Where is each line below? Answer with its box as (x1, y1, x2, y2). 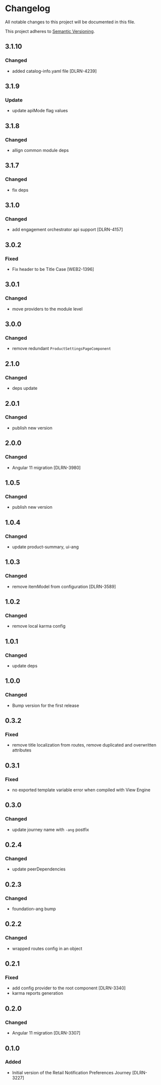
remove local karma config (12, 623, 66, 629)
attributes (12, 747, 32, 753)
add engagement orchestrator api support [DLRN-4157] (12, 227, 123, 233)
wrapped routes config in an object (12, 945, 82, 951)
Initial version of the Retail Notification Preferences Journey (12, 1069, 131, 1075)
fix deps (12, 187, 29, 193)
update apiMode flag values (12, 108, 68, 114)
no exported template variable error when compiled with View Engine (12, 787, 151, 793)
